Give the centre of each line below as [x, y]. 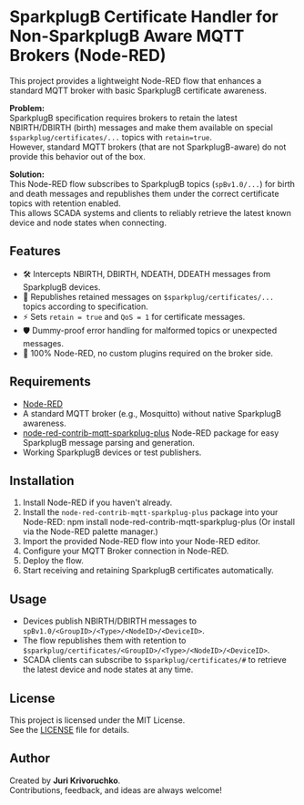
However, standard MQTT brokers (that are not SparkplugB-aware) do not [148, 147]
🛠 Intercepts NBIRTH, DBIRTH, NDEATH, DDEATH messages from [147, 273]
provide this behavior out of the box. [77, 156]
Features [35, 251]
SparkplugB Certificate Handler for [144, 17]
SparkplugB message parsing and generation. [109, 442]
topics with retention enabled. [65, 203]
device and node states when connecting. [88, 222]
